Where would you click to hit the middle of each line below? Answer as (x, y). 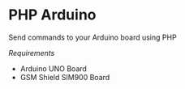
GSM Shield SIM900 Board (65, 77)
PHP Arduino (52, 15)
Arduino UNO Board (54, 68)
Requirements (32, 53)
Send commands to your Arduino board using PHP (92, 37)
